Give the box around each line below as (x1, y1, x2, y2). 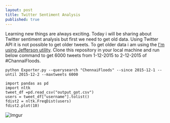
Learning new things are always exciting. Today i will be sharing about (5, 31, 152, 37)
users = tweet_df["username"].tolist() (5, 95, 90, 100)
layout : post (5, 7, 33, 13)
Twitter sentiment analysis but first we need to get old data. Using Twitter (5, 36, 159, 42)
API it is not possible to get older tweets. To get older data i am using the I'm (5, 42, 165, 48)
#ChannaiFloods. (5, 58, 41, 64)
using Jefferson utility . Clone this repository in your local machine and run (5, 47, 160, 53)
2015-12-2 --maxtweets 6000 (18, 72, 79, 77)
